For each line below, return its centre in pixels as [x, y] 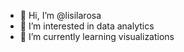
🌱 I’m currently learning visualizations [97, 36]
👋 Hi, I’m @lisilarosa [60, 15]
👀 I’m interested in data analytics [87, 26]
